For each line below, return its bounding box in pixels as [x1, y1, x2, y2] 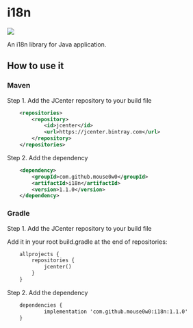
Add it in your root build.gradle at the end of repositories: [7, 238, 168, 246]
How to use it [7, 60, 64, 72]
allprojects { [19, 251, 60, 257]
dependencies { [19, 301, 63, 309]
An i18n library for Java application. [7, 40, 107, 49]
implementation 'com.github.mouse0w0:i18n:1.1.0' [43, 308, 188, 315]
